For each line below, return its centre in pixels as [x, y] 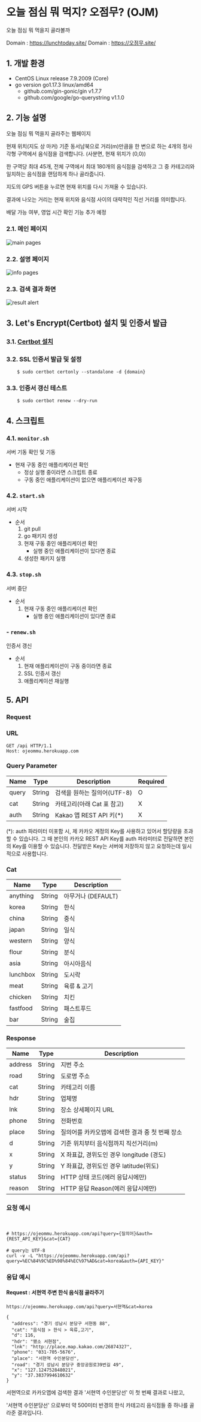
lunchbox [22, 975]
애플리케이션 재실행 [46, 680]
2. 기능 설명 [26, 118]
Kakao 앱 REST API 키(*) [89, 815]
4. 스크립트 [25, 421]
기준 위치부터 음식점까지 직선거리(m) [109, 1144]
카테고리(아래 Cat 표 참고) [89, 804]
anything [22, 896]
